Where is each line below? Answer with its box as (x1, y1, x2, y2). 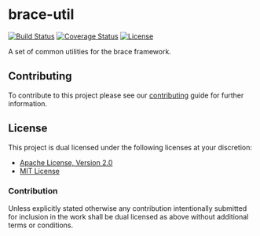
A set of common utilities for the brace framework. (8, 46, 171, 56)
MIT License (19, 166, 60, 175)
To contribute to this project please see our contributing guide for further (8, 90, 244, 100)
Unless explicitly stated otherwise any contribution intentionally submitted (8, 203, 247, 213)
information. (8, 98, 48, 108)
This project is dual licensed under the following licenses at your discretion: (8, 142, 253, 152)
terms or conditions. (8, 220, 73, 230)
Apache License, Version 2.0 (19, 157, 113, 167)
